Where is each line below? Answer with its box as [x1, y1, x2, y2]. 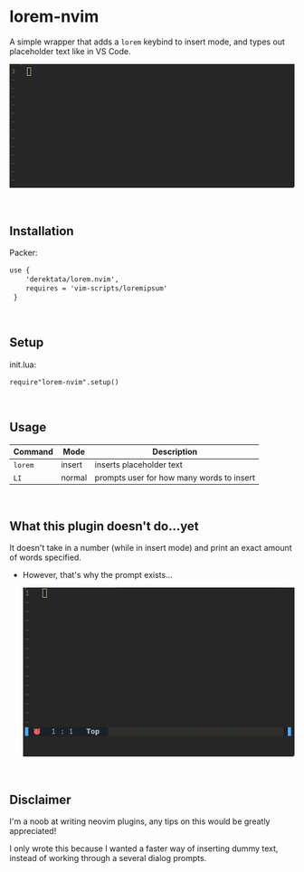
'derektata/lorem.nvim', [25, 275, 119, 284]
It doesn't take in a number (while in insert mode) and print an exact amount [9, 543, 292, 554]
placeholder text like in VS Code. [9, 45, 131, 56]
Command [13, 446, 54, 458]
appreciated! [9, 826, 57, 837]
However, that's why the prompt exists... [22, 570, 174, 581]
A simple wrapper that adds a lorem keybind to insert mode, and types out [9, 36, 285, 47]
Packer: [9, 247, 38, 259]
